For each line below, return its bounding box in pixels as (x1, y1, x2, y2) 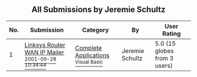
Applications (75, 51, 110, 59)
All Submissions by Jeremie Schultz (31, 5, 166, 15)
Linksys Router (24, 41, 66, 49)
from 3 (155, 54, 174, 62)
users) (155, 61, 173, 69)
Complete (75, 43, 102, 52)
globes (155, 46, 174, 55)
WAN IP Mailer (24, 48, 64, 56)
